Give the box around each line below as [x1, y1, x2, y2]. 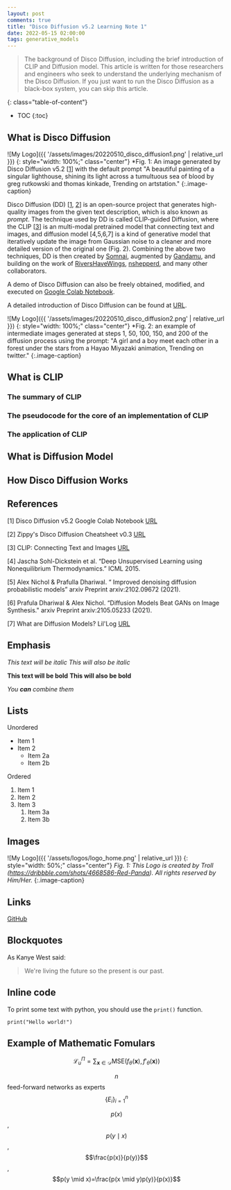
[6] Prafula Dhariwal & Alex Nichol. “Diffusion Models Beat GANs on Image [7, 598, 220, 607]
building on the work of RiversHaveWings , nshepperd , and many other [7, 259, 208, 267]
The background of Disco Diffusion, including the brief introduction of [24, 55, 224, 63]
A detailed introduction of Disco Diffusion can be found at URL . [7, 301, 187, 309]
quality [7, 208, 27, 216]
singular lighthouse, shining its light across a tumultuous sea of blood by [7, 171, 214, 181]
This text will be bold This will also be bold [7, 671, 132, 680]
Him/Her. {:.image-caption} [7, 876, 85, 885]
